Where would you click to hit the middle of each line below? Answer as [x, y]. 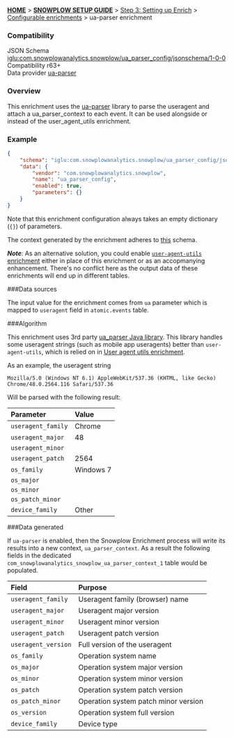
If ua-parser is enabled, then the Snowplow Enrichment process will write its [116, 541]
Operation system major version [131, 667]
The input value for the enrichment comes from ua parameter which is [107, 302]
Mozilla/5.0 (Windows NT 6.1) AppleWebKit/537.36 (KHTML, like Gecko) [112, 378]
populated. [23, 570]
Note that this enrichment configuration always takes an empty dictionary [112, 218]
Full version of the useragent [125, 645]
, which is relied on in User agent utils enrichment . [114, 352]
